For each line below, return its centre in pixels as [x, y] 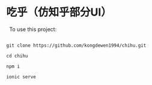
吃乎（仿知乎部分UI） [59, 12]
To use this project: [33, 29]
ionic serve [21, 77]
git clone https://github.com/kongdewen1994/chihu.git [76, 45]
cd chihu [17, 56]
